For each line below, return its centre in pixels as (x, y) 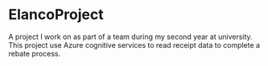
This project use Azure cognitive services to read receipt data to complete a (134, 45)
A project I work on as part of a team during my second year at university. (130, 37)
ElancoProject (56, 15)
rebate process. (35, 53)
